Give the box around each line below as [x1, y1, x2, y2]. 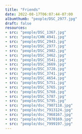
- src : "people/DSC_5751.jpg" [5, 80, 67, 85]
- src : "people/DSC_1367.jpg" [5, 30, 67, 35]
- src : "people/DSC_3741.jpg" [5, 71, 67, 76]
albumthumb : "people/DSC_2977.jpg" [5, 16, 78, 21]
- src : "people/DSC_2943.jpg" [5, 39, 67, 44]
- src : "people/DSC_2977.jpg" [5, 44, 67, 49]
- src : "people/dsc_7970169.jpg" [5, 116, 73, 122]
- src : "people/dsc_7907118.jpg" [5, 103, 73, 108]
